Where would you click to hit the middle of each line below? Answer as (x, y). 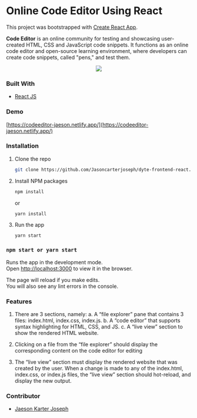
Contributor (23, 396)
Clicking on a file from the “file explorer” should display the (86, 344)
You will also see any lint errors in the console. (62, 286)
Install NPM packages (41, 181)
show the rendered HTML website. (56, 333)
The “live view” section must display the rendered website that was (96, 362)
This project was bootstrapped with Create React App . (72, 27)
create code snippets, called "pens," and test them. (68, 57)
